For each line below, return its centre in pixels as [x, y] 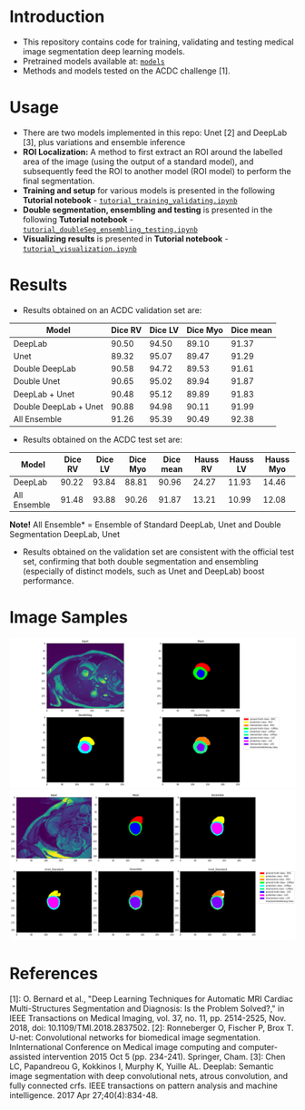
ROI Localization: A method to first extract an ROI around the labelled [152, 152]
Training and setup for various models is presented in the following [148, 190]
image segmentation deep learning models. [104, 51]
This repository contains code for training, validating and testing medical [158, 42]
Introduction [57, 17]
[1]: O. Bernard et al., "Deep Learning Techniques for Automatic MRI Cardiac [151, 998]
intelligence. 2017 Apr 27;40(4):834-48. [84, 1095]
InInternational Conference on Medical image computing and [123, 1046]
